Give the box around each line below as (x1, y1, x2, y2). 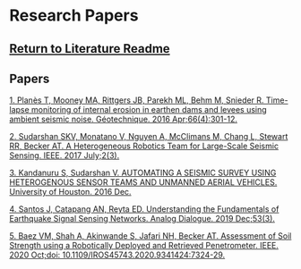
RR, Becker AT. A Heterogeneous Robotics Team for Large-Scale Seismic (9, 140, 279, 152)
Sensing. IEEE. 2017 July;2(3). (9, 150, 120, 161)
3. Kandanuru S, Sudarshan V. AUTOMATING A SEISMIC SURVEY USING (9, 167, 277, 179)
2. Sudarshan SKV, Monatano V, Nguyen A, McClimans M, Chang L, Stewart (9, 131, 288, 142)
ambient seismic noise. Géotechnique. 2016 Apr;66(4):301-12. (9, 113, 238, 125)
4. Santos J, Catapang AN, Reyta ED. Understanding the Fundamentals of (9, 204, 279, 214)
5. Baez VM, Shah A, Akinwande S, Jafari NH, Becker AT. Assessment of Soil (9, 231, 292, 241)
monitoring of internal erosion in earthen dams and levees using (30, 105, 267, 115)
